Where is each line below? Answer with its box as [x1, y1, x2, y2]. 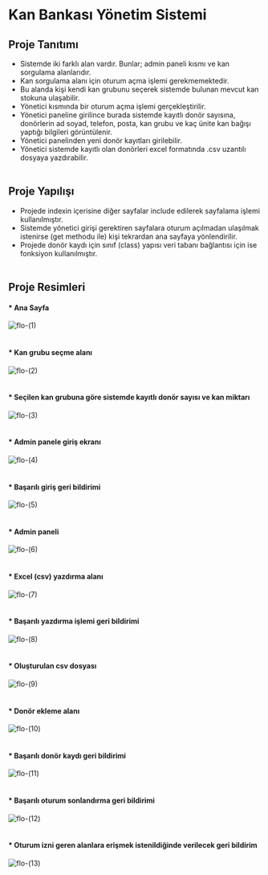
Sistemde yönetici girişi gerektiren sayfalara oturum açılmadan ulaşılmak [19, 223, 259, 232]
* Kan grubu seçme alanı [8, 348, 92, 357]
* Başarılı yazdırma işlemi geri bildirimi [8, 616, 140, 626]
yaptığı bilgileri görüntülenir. [19, 127, 112, 137]
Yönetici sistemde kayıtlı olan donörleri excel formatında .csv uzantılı [19, 145, 246, 153]
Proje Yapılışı [8, 185, 75, 198]
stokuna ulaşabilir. [19, 93, 80, 102]
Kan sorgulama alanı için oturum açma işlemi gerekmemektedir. [19, 76, 229, 85]
